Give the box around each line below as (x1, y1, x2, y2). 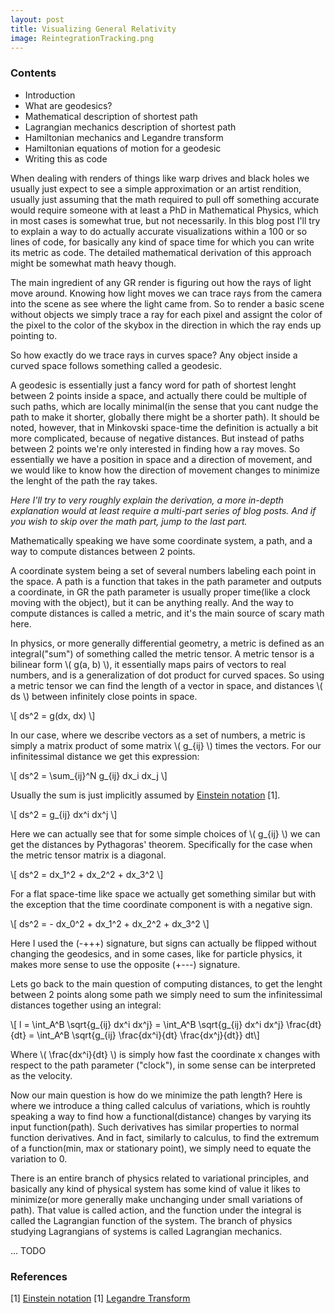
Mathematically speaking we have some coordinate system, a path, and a (10, 534, 313, 546)
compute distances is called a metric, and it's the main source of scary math (10, 607, 325, 619)
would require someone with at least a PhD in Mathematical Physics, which (10, 204, 319, 216)
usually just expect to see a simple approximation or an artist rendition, (10, 182, 302, 195)
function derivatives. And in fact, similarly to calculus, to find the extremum (10, 1131, 320, 1143)
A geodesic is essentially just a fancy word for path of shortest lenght (10, 379, 297, 391)
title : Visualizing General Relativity (10, 24, 177, 34)
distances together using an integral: (10, 999, 162, 1011)
